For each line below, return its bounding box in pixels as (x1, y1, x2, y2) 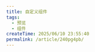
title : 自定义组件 (6, 8, 48, 15)
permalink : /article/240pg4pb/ (6, 36, 84, 42)
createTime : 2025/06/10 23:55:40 (6, 31, 90, 37)
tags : (6, 14, 20, 20)
